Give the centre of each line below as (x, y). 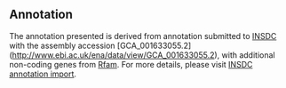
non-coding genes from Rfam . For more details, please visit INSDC (131, 64)
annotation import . (43, 74)
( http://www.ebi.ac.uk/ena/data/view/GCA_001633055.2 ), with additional (142, 55)
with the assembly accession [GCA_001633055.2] (100, 45)
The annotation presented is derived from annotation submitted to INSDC (143, 36)
